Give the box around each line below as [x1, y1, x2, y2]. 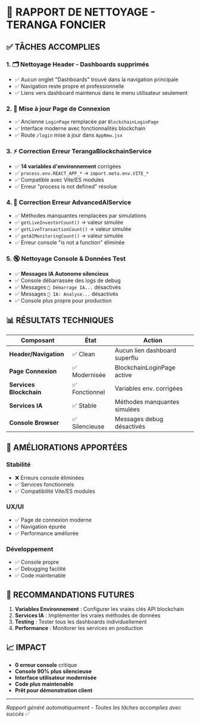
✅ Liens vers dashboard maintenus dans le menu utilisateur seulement [14, 89, 188, 96]
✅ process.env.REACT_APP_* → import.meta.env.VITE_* [14, 169, 149, 177]
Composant [20, 336, 55, 344]
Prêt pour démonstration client [14, 686, 93, 694]
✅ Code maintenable [14, 572, 66, 579]
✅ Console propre [14, 559, 60, 566]
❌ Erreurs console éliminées [14, 474, 85, 481]
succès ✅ [6, 710, 30, 717]
